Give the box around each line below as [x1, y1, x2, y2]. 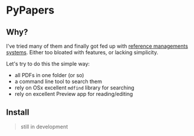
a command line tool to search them [14, 78, 102, 85]
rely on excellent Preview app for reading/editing [14, 91, 133, 97]
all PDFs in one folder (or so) [14, 72, 84, 78]
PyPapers [6, 4, 55, 17]
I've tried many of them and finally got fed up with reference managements [6, 42, 189, 49]
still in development [20, 123, 68, 130]
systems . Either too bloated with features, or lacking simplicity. [6, 49, 159, 56]
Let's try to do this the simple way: [6, 60, 90, 67]
